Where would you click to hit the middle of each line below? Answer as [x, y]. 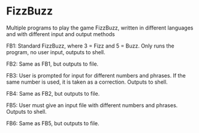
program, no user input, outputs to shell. [56, 52]
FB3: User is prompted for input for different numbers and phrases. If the [96, 75]
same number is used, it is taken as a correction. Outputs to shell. [87, 82]
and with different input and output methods [61, 34]
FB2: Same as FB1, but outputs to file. [52, 64]
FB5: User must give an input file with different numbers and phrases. [92, 105]
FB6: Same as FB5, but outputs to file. [53, 123]
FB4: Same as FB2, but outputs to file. [53, 93]
